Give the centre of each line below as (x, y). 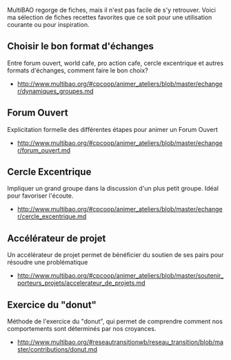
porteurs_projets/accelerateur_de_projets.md (81, 283)
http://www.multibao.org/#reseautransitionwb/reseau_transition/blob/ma (120, 342)
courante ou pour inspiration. (48, 25)
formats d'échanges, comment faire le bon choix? (78, 70)
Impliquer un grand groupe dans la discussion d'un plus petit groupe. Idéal (113, 189)
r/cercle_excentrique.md (52, 216)
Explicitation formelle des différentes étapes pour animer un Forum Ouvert (113, 129)
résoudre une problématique (48, 263)
